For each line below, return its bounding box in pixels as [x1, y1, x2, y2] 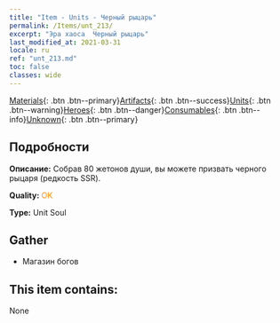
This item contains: [9, 281, 118, 297]
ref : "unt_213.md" [9, 54, 77, 63]
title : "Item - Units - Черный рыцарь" [9, 12, 157, 22]
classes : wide [9, 71, 62, 80]
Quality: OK [9, 190, 53, 201]
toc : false [9, 63, 50, 72]
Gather [9, 232, 49, 248]
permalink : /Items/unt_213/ [9, 21, 114, 30]
